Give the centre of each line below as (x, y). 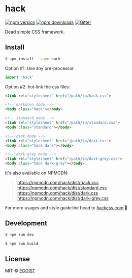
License (17, 259)
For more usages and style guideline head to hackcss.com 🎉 (66, 208)
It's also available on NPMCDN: (37, 173)
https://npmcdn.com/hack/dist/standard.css (62, 188)
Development (26, 223)
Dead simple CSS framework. (35, 32)
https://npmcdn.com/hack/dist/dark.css (58, 193)
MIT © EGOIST (20, 271)
